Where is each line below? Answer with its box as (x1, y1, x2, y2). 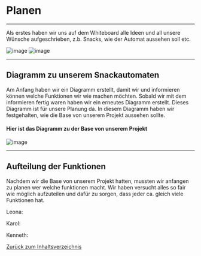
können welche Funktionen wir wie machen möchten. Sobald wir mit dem (6, 92, 187, 100)
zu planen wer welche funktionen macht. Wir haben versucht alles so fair (6, 183, 186, 191)
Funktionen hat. (6, 196, 45, 204)
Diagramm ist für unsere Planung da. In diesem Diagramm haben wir (6, 105, 175, 112)
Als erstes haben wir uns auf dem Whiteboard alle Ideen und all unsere (6, 29, 181, 36)
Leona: (6, 208, 23, 215)
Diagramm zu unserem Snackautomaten (6, 70, 160, 80)
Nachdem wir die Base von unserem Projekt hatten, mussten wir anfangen (6, 177, 190, 185)
